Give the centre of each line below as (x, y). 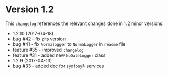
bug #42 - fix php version (39, 39)
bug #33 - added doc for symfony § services (58, 66)
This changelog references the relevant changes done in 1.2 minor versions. (84, 23)
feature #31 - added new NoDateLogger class (59, 55)
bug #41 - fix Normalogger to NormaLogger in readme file (69, 44)
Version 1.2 (29, 9)
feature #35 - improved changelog (48, 50)
